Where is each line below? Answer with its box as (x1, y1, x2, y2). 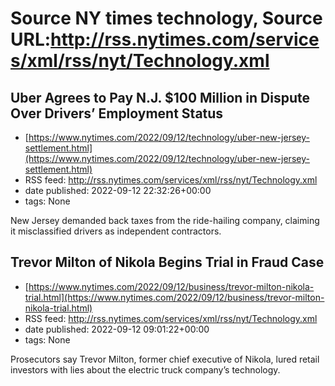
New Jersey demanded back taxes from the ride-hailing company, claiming (10, 215, 320, 226)
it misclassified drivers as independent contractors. (10, 225, 222, 237)
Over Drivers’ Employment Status (10, 105, 224, 122)
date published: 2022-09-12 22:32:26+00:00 (24, 185, 212, 196)
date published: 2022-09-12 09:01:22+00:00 (24, 323, 210, 335)
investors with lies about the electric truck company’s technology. (10, 363, 281, 376)
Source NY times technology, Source (10, 7, 323, 30)
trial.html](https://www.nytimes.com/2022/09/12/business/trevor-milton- (24, 291, 325, 303)
